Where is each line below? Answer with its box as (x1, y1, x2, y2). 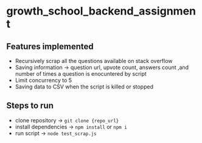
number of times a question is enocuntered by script (15, 70, 147, 77)
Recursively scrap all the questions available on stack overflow (15, 58, 173, 64)
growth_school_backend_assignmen (6, 4, 197, 18)
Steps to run (6, 101, 54, 111)
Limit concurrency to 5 (15, 77, 72, 84)
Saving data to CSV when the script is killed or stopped (15, 83, 154, 90)
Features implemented (6, 41, 94, 52)
